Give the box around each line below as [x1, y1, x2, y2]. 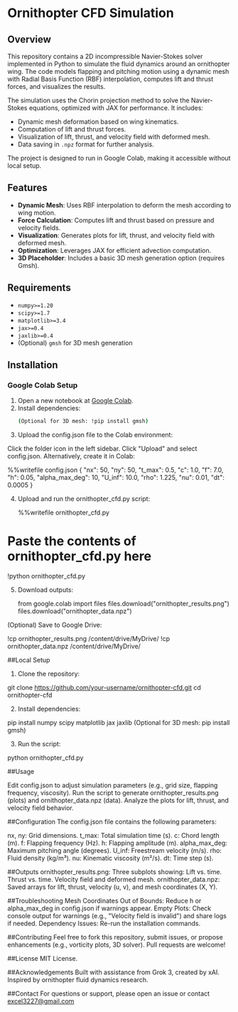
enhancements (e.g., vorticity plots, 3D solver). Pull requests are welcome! [7, 940, 226, 949]
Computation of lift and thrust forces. [17, 125, 126, 133]
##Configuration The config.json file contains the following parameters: [7, 817, 217, 826]
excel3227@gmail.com [7, 997, 75, 1006]
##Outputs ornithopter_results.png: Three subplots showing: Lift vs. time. [7, 868, 222, 876]
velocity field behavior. [7, 804, 74, 812]
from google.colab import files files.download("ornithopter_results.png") [17, 599, 229, 608]
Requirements [7, 282, 71, 294]
